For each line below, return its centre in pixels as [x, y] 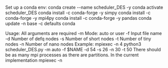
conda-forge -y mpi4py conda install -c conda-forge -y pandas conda [78, 18]
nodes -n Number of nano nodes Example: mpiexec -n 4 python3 [73, 44]
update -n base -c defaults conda [40, 23]
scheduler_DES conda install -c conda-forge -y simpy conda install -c [78, 13]
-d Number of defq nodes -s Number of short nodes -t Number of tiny [78, 39]
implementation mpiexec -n [34, 60]
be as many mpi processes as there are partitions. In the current [72, 55]
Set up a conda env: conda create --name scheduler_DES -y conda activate [84, 7]
